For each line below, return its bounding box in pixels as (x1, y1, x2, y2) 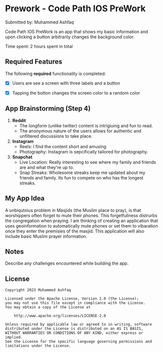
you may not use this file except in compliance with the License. (5, 301, 146, 305)
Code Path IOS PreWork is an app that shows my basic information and (5, 28, 148, 34)
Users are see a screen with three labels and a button (12, 80, 120, 86)
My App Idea (5, 194, 45, 202)
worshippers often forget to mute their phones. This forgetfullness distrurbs (5, 212, 158, 218)
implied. (5, 335, 23, 340)
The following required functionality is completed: (5, 71, 106, 76)
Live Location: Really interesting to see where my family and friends (19, 159, 156, 165)
